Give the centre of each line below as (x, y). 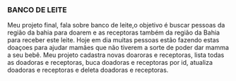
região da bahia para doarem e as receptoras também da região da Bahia (114, 32)
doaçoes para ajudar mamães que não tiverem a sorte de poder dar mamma (118, 48)
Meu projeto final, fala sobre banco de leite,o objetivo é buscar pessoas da (116, 25)
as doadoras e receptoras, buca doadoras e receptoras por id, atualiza (110, 63)
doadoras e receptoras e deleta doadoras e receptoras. (88, 70)
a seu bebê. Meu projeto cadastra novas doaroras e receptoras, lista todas (116, 55)
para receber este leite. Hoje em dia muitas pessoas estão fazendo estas (113, 40)
